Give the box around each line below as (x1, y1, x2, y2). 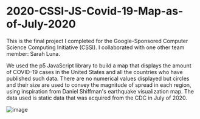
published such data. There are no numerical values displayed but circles (6, 75, 190, 82)
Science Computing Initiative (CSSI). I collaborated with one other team (6, 44, 185, 51)
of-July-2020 (6, 17, 76, 31)
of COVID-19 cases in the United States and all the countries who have (6, 68, 184, 75)
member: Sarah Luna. (6, 50, 61, 57)
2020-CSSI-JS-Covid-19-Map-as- (6, 4, 184, 18)
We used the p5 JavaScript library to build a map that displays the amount (6, 62, 191, 69)
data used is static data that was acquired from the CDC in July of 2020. (6, 94, 187, 101)
